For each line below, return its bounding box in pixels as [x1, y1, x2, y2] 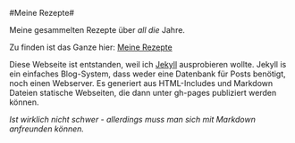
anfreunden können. [9, 123, 85, 134]
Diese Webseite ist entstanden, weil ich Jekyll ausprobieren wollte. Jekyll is [9, 60, 287, 69]
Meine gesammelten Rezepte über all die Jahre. [9, 25, 186, 35]
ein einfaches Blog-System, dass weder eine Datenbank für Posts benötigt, [9, 68, 286, 79]
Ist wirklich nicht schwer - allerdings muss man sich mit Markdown [9, 115, 257, 124]
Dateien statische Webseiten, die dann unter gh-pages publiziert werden [9, 88, 277, 98]
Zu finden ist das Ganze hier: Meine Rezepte [9, 42, 173, 52]
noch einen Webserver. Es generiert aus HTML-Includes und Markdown [9, 78, 274, 88]
